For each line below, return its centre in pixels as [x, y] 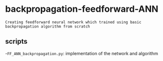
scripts [16, 42]
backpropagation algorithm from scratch [48, 26]
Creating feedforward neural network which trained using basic [73, 22]
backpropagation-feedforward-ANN [82, 9]
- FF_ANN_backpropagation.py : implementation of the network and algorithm [82, 53]
